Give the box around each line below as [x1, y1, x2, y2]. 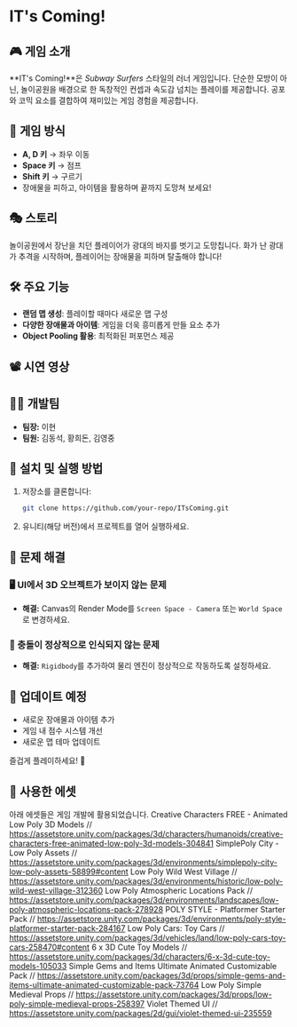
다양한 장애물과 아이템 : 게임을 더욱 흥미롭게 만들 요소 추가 [21, 320, 221, 330]
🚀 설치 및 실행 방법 [9, 461, 104, 476]
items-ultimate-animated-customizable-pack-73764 [9, 979, 199, 990]
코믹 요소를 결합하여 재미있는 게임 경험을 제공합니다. [18, 95, 199, 106]
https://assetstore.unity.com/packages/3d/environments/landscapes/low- [9, 895, 279, 905]
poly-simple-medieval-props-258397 [9, 998, 145, 1009]
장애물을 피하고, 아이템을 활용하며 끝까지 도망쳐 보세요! [21, 182, 212, 193]
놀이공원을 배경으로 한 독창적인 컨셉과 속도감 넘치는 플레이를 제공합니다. [20, 84, 270, 94]
